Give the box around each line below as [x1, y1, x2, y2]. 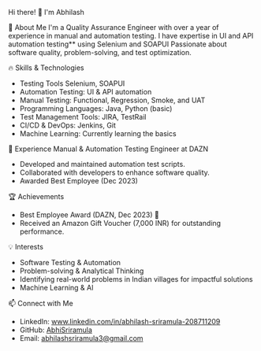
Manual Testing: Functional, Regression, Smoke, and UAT [19, 95, 206, 105]
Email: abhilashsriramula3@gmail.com [19, 334, 144, 342]
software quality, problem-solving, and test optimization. [8, 48, 192, 57]
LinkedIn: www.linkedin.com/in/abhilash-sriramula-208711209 [19, 317, 221, 326]
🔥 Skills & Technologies [8, 63, 84, 72]
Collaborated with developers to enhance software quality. [19, 168, 211, 177]
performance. [19, 227, 65, 236]
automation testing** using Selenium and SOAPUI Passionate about [8, 39, 227, 49]
